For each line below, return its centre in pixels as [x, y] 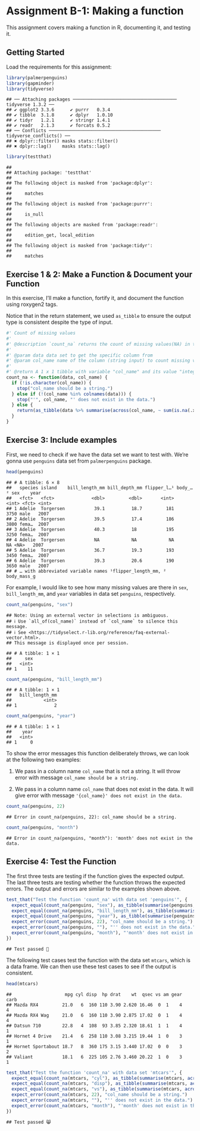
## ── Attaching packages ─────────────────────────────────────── [92, 99]
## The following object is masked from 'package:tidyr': [79, 246]
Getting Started [35, 53]
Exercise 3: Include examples [62, 440]
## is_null [25, 215]
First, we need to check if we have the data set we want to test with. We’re [97, 454]
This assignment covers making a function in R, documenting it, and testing [99, 27]
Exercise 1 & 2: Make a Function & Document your [99, 274]
